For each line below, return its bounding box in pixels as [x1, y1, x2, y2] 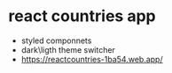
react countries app [8, 6, 156, 26]
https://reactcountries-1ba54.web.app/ [20, 54, 163, 64]
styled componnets [20, 35, 92, 46]
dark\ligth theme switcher [20, 44, 116, 55]
